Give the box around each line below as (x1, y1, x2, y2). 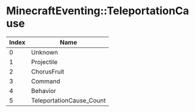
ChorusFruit (31, 67, 64, 75)
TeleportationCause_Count (31, 96, 106, 104)
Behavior (31, 87, 57, 95)
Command (31, 77, 61, 85)
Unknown (31, 48, 58, 56)
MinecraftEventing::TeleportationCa (6, 4, 190, 18)
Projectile (31, 57, 58, 66)
